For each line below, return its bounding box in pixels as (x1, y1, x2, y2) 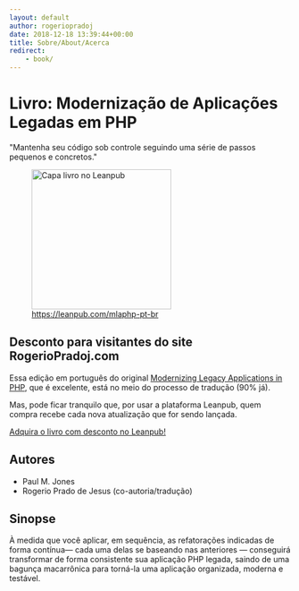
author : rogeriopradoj (9, 21, 94, 30)
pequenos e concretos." (9, 151, 98, 162)
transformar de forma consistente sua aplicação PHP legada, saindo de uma (9, 554, 290, 565)
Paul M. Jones (21, 475, 76, 486)
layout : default (9, 13, 70, 22)
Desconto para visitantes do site (9, 335, 194, 350)
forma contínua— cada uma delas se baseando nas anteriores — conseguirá (9, 544, 291, 555)
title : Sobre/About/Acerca (9, 38, 110, 47)
